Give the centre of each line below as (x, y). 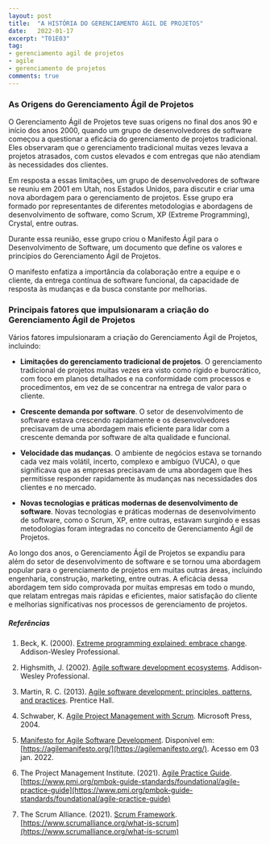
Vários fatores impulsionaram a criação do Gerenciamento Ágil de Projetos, (133, 338)
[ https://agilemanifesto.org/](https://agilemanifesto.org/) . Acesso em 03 (139, 749)
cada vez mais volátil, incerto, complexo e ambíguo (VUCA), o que (130, 462)
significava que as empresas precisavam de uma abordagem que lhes (136, 470)
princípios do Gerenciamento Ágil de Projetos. (85, 256)
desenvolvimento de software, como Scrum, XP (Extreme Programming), (129, 214)
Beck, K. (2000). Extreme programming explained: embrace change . (133, 644)
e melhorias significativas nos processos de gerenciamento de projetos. (128, 605)
